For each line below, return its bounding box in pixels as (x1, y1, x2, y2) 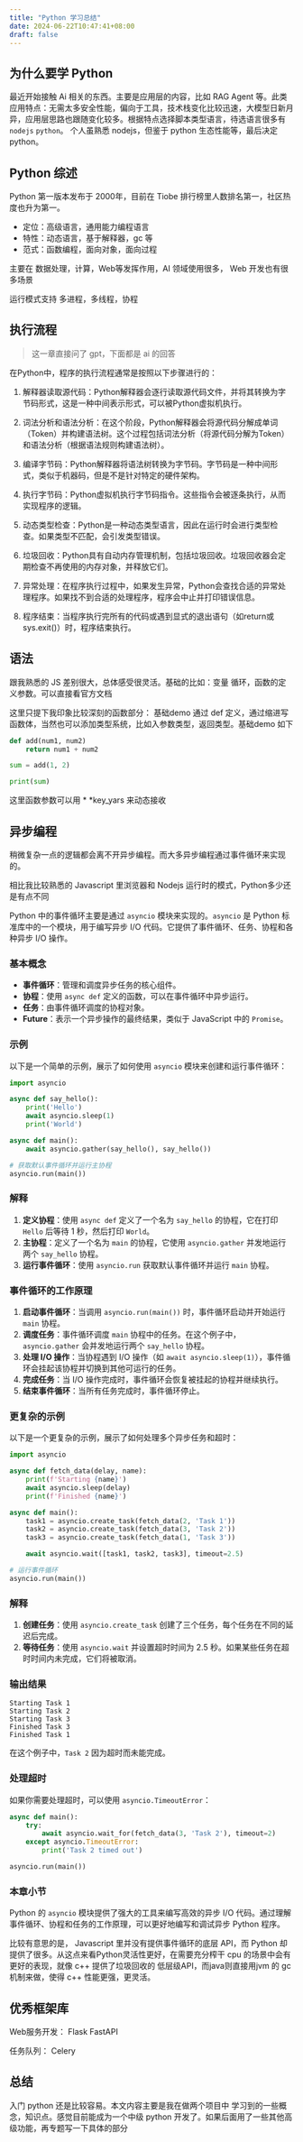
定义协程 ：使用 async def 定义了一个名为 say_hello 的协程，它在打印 (22, 1214, 279, 1225)
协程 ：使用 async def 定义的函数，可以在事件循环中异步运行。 (22, 991, 254, 1002)
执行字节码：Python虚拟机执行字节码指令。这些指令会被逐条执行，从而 (22, 489, 287, 500)
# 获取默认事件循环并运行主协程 (9, 1161, 112, 1170)
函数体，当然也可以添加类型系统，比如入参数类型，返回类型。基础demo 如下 (9, 718, 294, 729)
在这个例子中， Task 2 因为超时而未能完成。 (9, 1747, 170, 1759)
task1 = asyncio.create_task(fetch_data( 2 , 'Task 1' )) (25, 1516, 236, 1525)
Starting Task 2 (9, 1706, 70, 1716)
